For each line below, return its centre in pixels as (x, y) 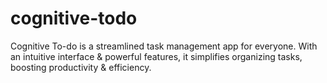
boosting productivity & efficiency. (81, 67)
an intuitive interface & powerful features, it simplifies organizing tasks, (156, 56)
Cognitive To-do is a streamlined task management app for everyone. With (164, 46)
